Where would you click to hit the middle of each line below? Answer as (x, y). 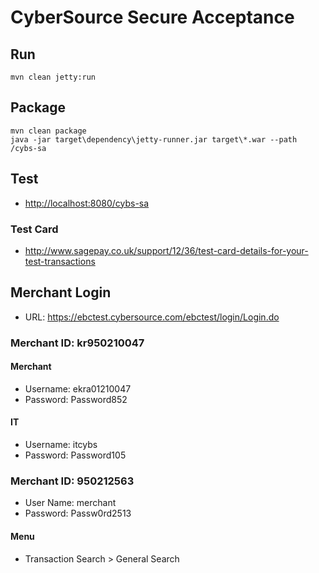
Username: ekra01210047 (78, 388)
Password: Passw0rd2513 (78, 513)
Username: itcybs (61, 445)
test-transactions (60, 261)
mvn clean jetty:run (53, 77)
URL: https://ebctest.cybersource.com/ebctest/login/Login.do (152, 317)
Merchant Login (61, 292)
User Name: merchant (70, 503)
